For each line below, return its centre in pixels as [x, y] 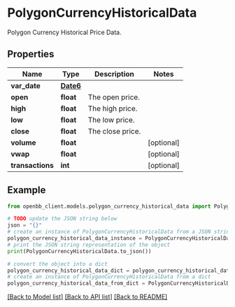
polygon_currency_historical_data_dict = [69, 271]
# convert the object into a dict [58, 264]
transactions [32, 165]
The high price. [113, 108]
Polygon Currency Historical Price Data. [64, 32]
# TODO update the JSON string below [62, 219]
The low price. [111, 120]
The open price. [114, 97]
